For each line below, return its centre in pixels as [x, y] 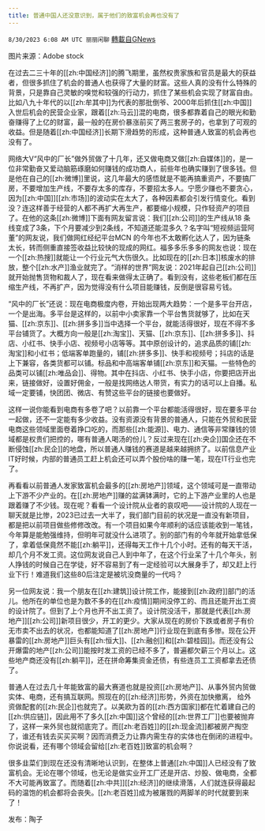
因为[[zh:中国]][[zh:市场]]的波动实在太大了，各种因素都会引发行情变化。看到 [132, 197]
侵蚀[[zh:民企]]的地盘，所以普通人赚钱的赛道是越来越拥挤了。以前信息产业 [135, 449]
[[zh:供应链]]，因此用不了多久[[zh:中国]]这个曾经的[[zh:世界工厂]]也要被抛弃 [131, 716]
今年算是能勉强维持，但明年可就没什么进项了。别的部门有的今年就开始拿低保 [132, 535]
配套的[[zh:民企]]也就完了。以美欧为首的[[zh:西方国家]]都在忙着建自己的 [138, 706]
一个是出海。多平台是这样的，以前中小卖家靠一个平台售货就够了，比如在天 [129, 314]
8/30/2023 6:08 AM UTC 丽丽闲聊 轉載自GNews [82, 39]
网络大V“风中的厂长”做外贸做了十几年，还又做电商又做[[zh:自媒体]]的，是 [127, 158]
